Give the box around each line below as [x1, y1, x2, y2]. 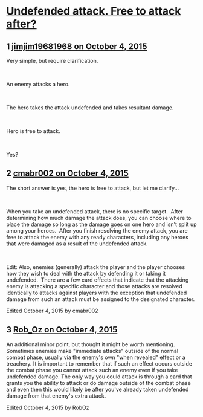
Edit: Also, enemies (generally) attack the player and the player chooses [6, 263, 185, 270]
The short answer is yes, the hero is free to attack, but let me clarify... [6, 184, 179, 192]
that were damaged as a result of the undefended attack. [6, 240, 148, 247]
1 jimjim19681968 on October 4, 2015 [6, 41, 147, 51]
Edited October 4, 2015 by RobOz [6, 404, 89, 411]
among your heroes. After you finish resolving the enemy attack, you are [6, 227, 188, 234]
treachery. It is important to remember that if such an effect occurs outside [6, 360, 192, 367]
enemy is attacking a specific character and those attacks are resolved [6, 282, 183, 289]
